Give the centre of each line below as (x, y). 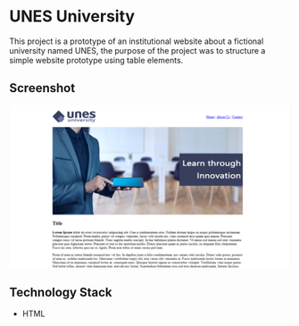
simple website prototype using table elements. (96, 60)
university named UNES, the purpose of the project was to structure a (137, 50)
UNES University (72, 17)
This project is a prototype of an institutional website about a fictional (137, 41)
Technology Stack (61, 293)
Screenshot (42, 88)
